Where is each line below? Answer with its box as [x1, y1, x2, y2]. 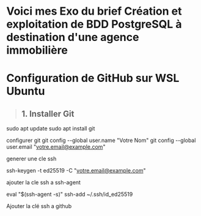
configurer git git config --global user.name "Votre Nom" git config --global [6, 136, 196, 144]
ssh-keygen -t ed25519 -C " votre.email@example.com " [6, 167, 146, 174]
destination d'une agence [6, 31, 139, 44]
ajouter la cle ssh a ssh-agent [6, 179, 81, 186]
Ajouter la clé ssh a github [6, 203, 72, 210]
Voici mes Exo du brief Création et [6, 4, 182, 18]
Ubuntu [6, 84, 45, 99]
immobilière [6, 43, 68, 58]
